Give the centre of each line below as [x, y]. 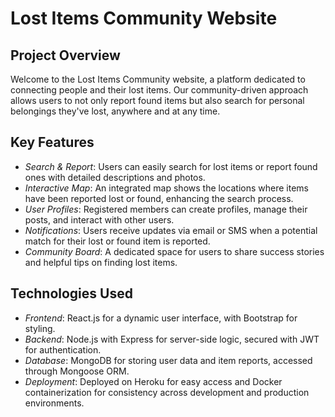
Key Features [52, 142]
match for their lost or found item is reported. [117, 241]
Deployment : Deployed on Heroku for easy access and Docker [153, 381]
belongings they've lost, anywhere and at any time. [115, 111]
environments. [54, 403]
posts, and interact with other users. [99, 219]
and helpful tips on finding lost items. [101, 262]
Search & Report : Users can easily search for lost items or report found [171, 166]
